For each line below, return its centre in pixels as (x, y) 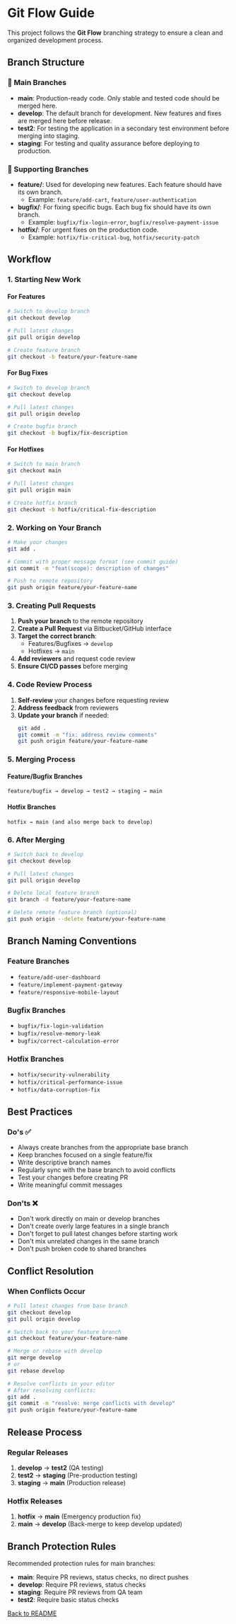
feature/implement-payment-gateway (70, 985)
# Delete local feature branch (53, 893)
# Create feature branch (44, 350)
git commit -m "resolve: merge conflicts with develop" (91, 1404)
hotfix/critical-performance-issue (70, 1083)
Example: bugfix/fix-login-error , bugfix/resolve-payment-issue (123, 222)
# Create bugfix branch (42, 426)
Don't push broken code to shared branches (82, 1249)
